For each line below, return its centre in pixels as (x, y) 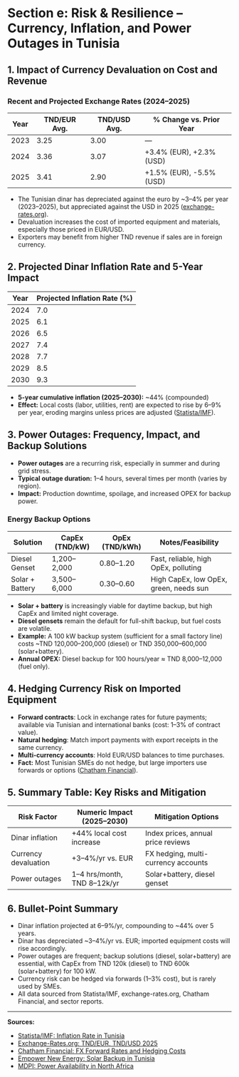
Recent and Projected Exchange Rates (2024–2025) (99, 101)
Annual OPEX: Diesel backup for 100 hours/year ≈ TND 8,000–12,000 (120, 659)
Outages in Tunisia (64, 43)
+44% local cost (99, 833)
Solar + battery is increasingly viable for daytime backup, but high (115, 606)
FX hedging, (165, 854)
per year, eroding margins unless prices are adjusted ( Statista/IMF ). (116, 412)
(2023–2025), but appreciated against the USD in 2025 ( (100, 206)
